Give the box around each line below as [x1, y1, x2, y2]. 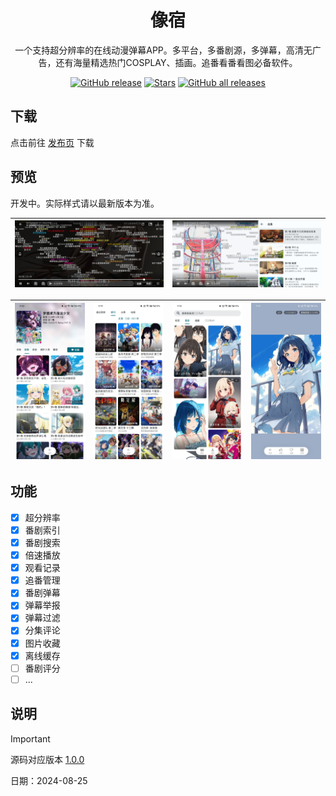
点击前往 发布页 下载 [10, 136, 95, 148]
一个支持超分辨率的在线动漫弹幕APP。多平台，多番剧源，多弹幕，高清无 [14, 44, 313, 56]
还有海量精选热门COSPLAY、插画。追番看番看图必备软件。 [55, 56, 298, 68]
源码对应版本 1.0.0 [10, 753, 85, 765]
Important [10, 732, 51, 745]
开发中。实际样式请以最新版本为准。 [10, 197, 160, 209]
